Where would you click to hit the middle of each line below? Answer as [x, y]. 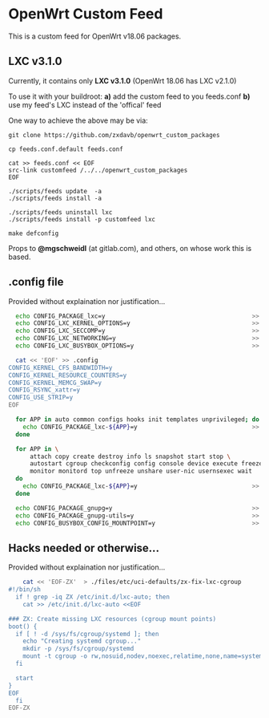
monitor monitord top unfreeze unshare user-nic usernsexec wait [141, 471]
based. [20, 257]
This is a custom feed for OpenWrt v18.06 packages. [95, 36]
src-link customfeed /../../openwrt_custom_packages [98, 170]
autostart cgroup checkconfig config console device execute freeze [146, 464]
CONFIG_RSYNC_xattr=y [44, 390]
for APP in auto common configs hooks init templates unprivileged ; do [138, 420]
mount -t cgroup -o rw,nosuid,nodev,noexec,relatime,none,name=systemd [145, 656]
